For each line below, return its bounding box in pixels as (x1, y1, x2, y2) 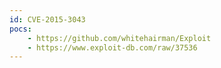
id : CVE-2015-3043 (9, 14, 86, 25)
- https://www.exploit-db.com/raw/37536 (27, 42, 198, 53)
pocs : (9, 24, 32, 34)
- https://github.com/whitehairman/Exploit (27, 33, 212, 43)
